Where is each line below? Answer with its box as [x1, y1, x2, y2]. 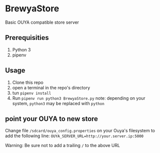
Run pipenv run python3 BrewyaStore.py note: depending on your [12, 95, 146, 101]
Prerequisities [5, 34, 49, 42]
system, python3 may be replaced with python [12, 100, 105, 106]
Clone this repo [12, 79, 43, 85]
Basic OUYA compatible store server [5, 19, 79, 25]
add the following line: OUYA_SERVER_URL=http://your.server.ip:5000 [5, 133, 144, 139]
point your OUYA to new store [5, 115, 98, 123]
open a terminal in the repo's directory [12, 84, 90, 90]
